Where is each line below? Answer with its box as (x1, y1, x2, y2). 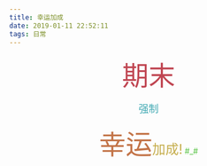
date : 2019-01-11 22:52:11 (9, 21, 109, 30)
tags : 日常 (9, 29, 47, 38)
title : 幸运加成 (9, 12, 64, 22)
